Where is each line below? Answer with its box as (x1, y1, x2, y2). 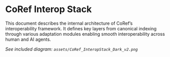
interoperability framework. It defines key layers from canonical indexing (5, 25, 157, 31)
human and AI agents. (5, 36, 51, 42)
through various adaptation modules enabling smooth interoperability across (5, 31, 165, 37)
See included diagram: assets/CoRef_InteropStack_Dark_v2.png (5, 46, 138, 52)
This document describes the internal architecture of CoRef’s (5, 20, 133, 26)
